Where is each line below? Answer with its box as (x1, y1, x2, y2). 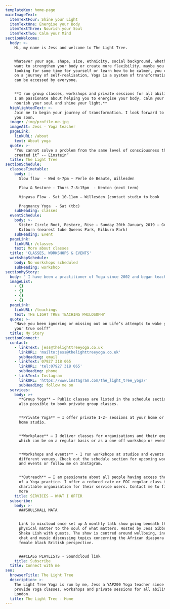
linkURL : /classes (14, 241, 53, 246)
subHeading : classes (14, 208, 58, 213)
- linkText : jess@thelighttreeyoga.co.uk (14, 345, 103, 350)
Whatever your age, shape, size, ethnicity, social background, (14, 59, 153, 64)
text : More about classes (14, 246, 69, 251)
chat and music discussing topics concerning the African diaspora (18, 535, 164, 541)
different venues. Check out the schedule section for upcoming (18, 456, 157, 461)
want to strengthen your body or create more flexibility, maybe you (14, 63, 164, 68)
